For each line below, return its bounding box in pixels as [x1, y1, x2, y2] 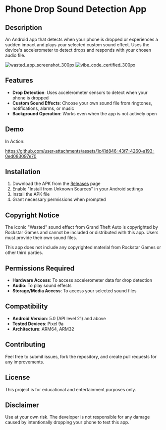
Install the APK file [12, 191, 50, 197]
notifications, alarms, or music [12, 105, 74, 111]
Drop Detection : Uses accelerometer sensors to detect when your [12, 89, 148, 95]
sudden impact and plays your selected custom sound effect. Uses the [5, 42, 150, 48]
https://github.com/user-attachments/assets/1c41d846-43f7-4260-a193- [5, 148, 155, 154]
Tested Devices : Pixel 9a [12, 321, 64, 327]
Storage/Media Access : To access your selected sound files [12, 288, 137, 294]
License [5, 373, 30, 382]
